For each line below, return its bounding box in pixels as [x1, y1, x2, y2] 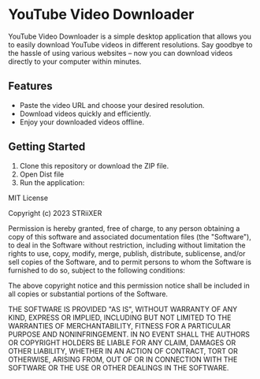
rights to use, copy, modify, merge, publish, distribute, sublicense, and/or [8, 248, 246, 258]
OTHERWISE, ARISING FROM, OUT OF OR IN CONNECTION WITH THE [8, 355, 238, 364]
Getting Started [8, 140, 86, 154]
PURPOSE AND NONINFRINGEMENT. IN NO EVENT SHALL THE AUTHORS [8, 329, 251, 339]
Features [8, 80, 53, 93]
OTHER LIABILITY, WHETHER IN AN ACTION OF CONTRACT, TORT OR [8, 346, 238, 355]
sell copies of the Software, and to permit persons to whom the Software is [8, 257, 252, 266]
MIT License [8, 193, 49, 203]
